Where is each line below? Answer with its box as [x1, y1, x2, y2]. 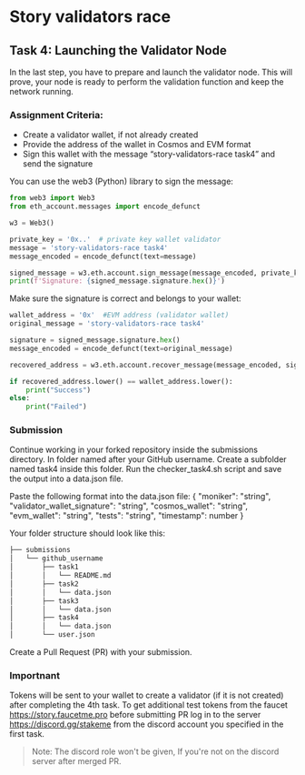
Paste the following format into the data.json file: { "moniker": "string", [9, 491, 271, 502]
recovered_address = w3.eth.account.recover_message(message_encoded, [9, 360, 282, 369]
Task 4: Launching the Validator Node [9, 43, 227, 58]
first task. [9, 729, 45, 740]
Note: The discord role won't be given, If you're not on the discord [31, 746, 280, 757]
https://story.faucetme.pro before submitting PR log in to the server [9, 710, 261, 720]
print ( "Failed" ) [25, 402, 88, 411]
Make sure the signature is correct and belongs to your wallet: [9, 293, 242, 304]
